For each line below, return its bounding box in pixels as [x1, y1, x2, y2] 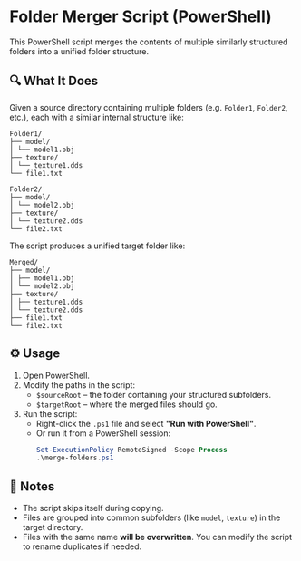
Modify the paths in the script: [22, 379, 136, 391]
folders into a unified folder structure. [9, 45, 150, 56]
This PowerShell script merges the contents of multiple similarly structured [9, 36, 288, 47]
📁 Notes [9, 479, 55, 494]
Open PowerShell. [22, 370, 91, 381]
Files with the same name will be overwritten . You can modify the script [22, 532, 293, 543]
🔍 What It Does [9, 73, 99, 89]
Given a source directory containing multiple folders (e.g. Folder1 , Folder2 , [9, 102, 288, 112]
